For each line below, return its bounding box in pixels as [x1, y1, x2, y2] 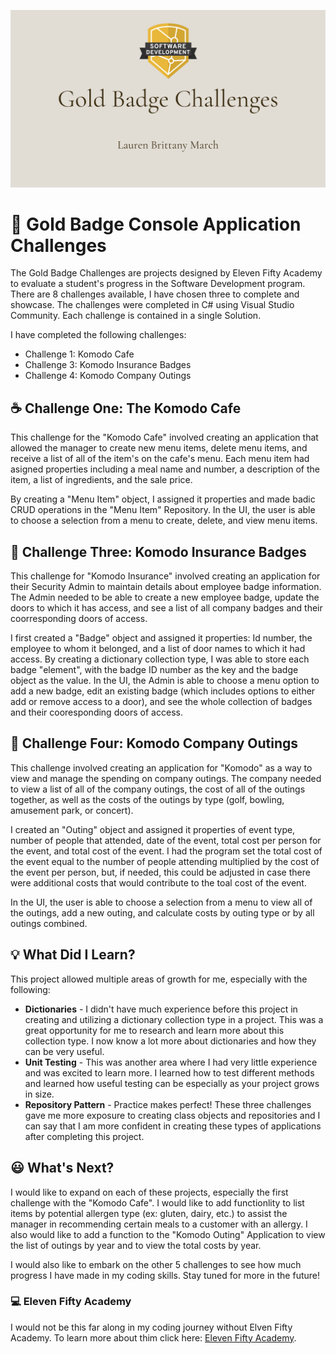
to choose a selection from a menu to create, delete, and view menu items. [10, 515, 318, 527]
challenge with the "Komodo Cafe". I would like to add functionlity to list [10, 1196, 305, 1209]
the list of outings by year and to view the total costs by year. [10, 1239, 262, 1251]
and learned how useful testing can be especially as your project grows [24, 1077, 320, 1089]
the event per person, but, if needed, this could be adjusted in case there [10, 866, 311, 878]
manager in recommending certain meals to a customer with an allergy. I [10, 1218, 308, 1230]
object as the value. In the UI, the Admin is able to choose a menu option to [10, 675, 320, 687]
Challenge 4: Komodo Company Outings [24, 370, 192, 382]
